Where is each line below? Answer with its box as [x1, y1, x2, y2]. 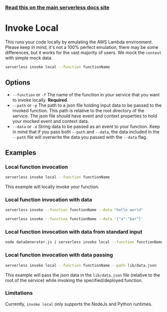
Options [5, 78, 31, 87]
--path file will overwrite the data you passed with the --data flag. [12, 134, 148, 140]
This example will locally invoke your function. [5, 184, 99, 190]
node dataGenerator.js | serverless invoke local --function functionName [5, 240, 164, 245]
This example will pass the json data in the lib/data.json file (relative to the [5, 272, 161, 278]
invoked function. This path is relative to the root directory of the [12, 107, 145, 113]
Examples [5, 148, 36, 157]
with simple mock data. [5, 54, 53, 61]
